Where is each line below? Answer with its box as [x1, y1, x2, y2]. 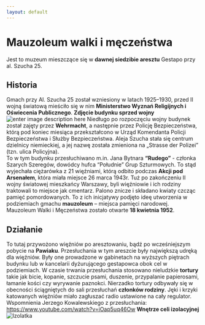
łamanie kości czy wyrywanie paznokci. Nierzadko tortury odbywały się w [6, 280, 193, 287]
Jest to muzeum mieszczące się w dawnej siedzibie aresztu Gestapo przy [6, 56, 196, 63]
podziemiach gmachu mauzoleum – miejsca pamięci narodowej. [6, 200, 169, 207]
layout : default [6, 9, 48, 15]
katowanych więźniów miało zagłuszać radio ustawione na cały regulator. [6, 293, 192, 300]
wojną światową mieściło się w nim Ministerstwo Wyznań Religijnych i [6, 102, 187, 110]
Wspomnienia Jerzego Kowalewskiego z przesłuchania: [6, 299, 147, 307]
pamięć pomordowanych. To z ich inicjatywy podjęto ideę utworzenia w [6, 193, 188, 201]
